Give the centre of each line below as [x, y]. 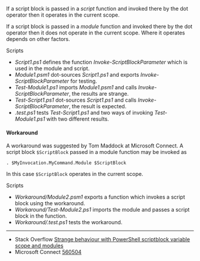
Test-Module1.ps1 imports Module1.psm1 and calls [76, 87]
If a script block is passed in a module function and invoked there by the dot [99, 26]
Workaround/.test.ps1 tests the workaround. [68, 222]
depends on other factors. [38, 39]
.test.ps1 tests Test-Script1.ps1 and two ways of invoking [84, 113]
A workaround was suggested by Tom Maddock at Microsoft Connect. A [95, 146]
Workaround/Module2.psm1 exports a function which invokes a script [100, 197]
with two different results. [78, 119]
